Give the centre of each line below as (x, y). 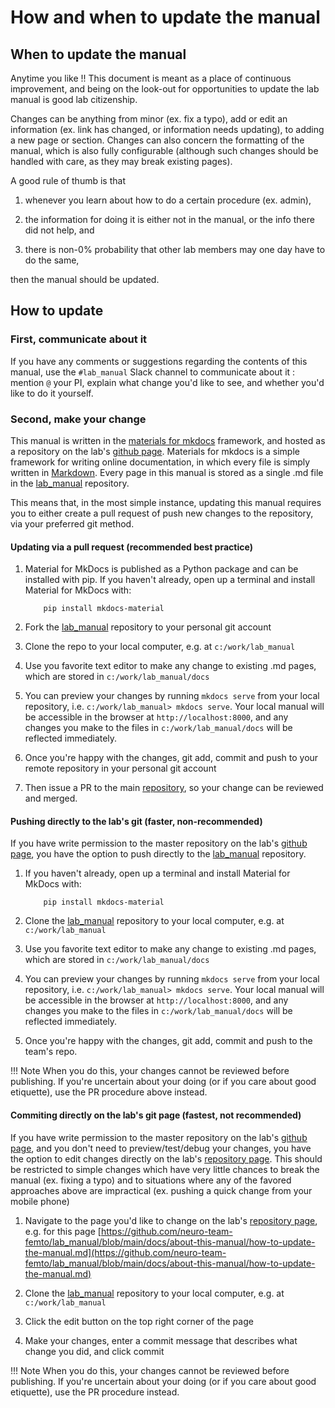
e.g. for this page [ (63, 1231)
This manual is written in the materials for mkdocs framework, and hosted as (168, 440)
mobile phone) (40, 1201)
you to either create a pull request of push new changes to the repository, (162, 513)
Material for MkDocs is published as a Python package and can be (161, 569)
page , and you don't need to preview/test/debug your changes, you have (161, 1148)
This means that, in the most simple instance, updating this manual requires (166, 502)
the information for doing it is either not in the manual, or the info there (169, 219)
